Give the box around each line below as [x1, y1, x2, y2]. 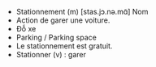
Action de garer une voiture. [15, 15, 110, 25]
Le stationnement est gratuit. [15, 41, 113, 51]
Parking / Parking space [15, 32, 97, 42]
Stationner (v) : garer [15, 50, 87, 59]
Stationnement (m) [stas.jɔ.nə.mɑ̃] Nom [15, 7, 149, 16]
